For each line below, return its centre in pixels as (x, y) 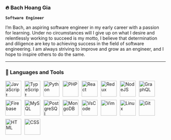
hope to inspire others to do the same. (45, 54)
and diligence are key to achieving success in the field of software (75, 44)
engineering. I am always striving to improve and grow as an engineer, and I (84, 49)
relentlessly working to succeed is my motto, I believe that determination (81, 38)
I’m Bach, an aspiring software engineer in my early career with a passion (82, 27)
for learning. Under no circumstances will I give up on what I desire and (80, 33)
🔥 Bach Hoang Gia (28, 8)
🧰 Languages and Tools (35, 73)
